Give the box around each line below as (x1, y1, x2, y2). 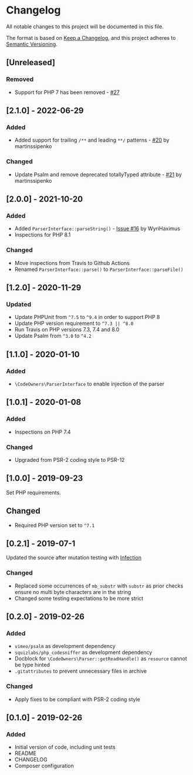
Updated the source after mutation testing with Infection (6, 554, 142, 561)
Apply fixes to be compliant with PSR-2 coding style (14, 696, 141, 703)
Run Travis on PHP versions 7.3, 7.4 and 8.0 (14, 326, 120, 333)
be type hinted (14, 662, 50, 669)
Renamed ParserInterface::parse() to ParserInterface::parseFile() (14, 266, 184, 273)
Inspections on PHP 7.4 (14, 428, 71, 435)
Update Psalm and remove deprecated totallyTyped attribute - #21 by (14, 171, 182, 178)
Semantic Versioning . (6, 41, 57, 48)
